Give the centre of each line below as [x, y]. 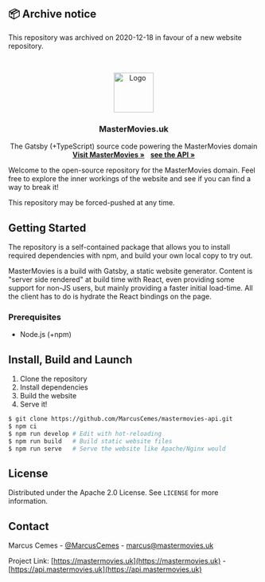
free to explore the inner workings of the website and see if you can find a [130, 179]
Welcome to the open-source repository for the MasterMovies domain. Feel [132, 170]
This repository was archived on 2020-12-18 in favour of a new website [125, 37]
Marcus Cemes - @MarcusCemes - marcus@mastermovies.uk [111, 545]
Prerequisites [35, 317]
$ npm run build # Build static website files [90, 441]
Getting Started [47, 228]
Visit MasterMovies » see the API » [134, 155]
